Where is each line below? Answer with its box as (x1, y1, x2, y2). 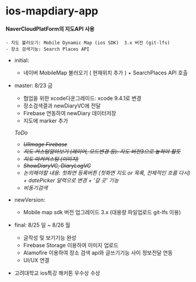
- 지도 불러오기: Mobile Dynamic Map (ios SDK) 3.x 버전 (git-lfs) (5, 40, 170, 46)
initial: (14, 57, 29, 64)
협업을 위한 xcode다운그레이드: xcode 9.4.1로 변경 (23, 95, 141, 102)
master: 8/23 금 (14, 82, 53, 89)
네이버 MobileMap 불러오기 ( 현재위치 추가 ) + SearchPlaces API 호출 (23, 69, 188, 76)
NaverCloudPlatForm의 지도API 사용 (5, 25, 95, 32)
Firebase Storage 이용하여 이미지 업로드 (23, 242, 119, 249)
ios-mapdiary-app (5, 4, 98, 18)
